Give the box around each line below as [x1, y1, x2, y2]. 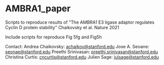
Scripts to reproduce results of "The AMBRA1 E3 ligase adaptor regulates [5, 19, 155, 25]
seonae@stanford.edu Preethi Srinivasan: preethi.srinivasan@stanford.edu [5, 49, 158, 55]
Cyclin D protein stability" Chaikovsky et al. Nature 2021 [5, 24, 119, 30]
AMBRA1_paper [5, 3, 71, 14]
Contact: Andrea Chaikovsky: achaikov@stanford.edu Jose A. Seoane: [5, 43, 150, 49]
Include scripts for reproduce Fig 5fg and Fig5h [5, 34, 102, 40]
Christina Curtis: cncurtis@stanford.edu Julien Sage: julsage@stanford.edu [5, 54, 159, 60]
